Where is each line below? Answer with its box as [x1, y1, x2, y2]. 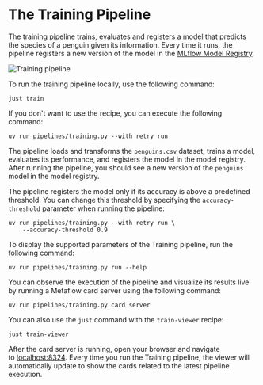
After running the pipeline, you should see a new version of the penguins [8, 162, 244, 172]
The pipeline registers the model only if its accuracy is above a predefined [8, 186, 250, 196]
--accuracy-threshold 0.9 [22, 226, 109, 234]
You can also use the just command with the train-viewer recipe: [8, 314, 224, 324]
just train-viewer [8, 330, 69, 338]
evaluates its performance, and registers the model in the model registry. [8, 154, 246, 164]
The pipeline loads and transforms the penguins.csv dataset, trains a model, [8, 146, 256, 155]
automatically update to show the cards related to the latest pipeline [8, 360, 230, 370]
